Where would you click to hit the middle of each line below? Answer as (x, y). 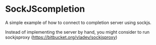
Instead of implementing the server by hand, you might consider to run (78, 32)
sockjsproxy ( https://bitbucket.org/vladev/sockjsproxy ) (61, 37)
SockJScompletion (45, 9)
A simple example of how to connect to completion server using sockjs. (78, 22)
